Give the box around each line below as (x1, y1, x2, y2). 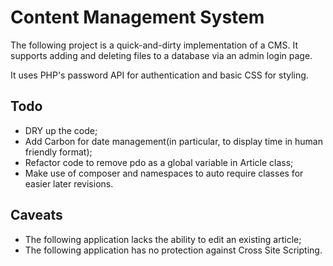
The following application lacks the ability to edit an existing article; (24, 233, 302, 245)
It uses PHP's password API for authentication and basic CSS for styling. (10, 69, 309, 81)
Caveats (10, 207, 63, 224)
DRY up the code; (24, 124, 98, 136)
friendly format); (24, 146, 93, 158)
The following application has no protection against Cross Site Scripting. (24, 244, 323, 256)
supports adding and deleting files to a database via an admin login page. (10, 49, 313, 61)
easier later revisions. (24, 177, 114, 190)
